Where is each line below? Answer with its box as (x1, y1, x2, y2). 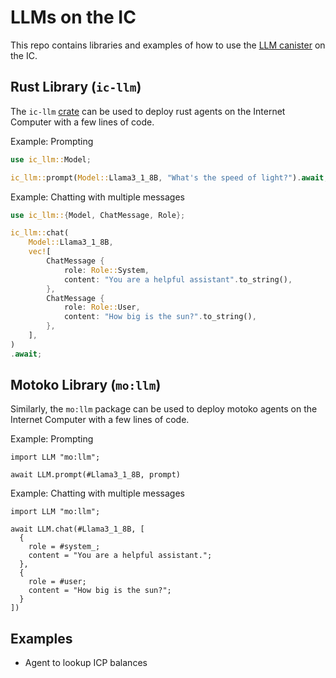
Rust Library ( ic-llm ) (10, 79, 142, 96)
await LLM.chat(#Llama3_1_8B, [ (10, 524, 145, 535)
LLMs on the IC (10, 6, 137, 29)
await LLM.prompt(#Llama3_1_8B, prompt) (10, 470, 182, 480)
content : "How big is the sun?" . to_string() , (63, 312, 257, 322)
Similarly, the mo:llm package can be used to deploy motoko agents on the (10, 403, 318, 415)
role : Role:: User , (63, 302, 141, 313)
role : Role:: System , (63, 265, 150, 275)
